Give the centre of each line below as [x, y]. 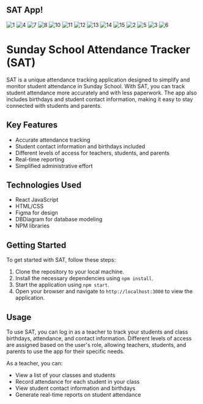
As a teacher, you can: [35, 363]
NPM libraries [32, 226]
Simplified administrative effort [54, 166]
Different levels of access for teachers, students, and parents [92, 153]
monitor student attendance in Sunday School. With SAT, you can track [96, 86]
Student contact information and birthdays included [80, 146]
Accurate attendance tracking [53, 140]
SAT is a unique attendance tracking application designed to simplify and [98, 80]
